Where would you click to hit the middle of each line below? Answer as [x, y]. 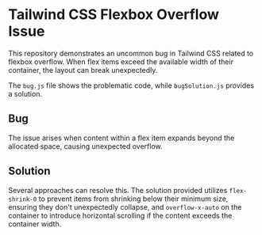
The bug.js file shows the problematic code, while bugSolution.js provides [131, 85]
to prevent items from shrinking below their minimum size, [133, 199]
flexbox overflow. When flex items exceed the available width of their [121, 62]
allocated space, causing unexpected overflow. [85, 146]
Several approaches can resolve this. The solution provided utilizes [118, 190]
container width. [35, 224]
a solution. [25, 93]
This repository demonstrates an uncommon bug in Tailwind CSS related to [131, 53]
